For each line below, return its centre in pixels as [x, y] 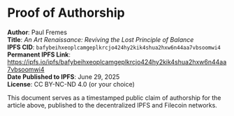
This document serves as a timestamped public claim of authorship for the [114, 97]
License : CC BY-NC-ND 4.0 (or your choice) [71, 84]
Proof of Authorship [66, 13]
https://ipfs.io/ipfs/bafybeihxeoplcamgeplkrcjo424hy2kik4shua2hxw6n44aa [117, 61]
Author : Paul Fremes [37, 32]
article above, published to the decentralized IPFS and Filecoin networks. [112, 105]
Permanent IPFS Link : [39, 55]
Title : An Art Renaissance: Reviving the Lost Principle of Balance [101, 39]
